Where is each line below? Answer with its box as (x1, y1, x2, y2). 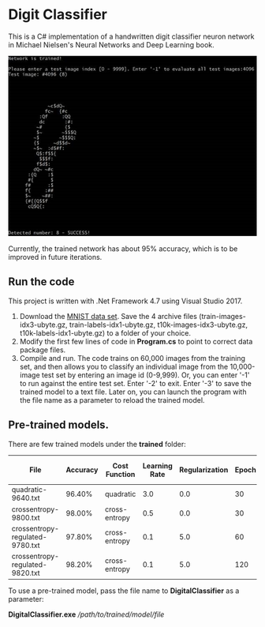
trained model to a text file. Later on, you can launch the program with (19, 387, 247, 396)
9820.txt (11, 569, 41, 578)
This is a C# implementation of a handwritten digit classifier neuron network (8, 32, 255, 41)
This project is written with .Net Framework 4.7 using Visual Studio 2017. (8, 296, 243, 306)
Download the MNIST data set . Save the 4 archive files (19, 311, 197, 321)
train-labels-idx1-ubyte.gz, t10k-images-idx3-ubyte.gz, (69, 320, 248, 329)
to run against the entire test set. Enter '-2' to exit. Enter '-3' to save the (19, 378, 252, 388)
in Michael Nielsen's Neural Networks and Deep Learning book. (8, 39, 215, 49)
